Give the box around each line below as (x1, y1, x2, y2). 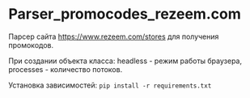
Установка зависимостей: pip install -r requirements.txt (8, 80, 212, 90)
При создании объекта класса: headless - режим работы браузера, (8, 56, 243, 66)
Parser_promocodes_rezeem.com (8, 5, 241, 23)
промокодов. (8, 40, 54, 49)
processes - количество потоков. (8, 64, 123, 74)
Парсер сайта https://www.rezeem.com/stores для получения (8, 32, 219, 41)
